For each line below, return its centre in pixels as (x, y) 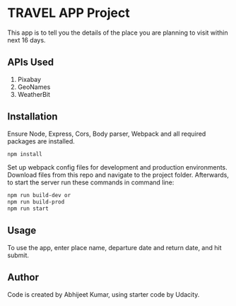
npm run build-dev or (39, 196)
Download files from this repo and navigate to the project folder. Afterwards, (118, 175)
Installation (33, 117)
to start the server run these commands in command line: (91, 182)
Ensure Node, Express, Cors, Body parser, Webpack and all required (107, 134)
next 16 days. (26, 40)
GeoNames (34, 87)
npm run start (28, 209)
